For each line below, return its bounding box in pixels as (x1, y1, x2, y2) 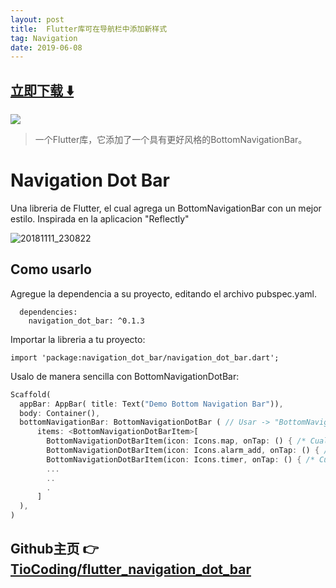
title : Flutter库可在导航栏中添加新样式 (10, 24, 168, 34)
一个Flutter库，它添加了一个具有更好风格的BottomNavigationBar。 (34, 134, 308, 146)
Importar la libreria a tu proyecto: (10, 333, 146, 345)
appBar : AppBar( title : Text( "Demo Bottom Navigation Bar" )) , (19, 399, 284, 409)
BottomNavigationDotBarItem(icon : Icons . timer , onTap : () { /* (46, 454, 315, 465)
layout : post (10, 14, 65, 25)
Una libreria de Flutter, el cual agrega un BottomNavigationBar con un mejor (10, 202, 322, 214)
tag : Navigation (10, 33, 78, 43)
